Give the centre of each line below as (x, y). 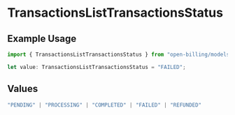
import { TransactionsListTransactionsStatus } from (86, 54)
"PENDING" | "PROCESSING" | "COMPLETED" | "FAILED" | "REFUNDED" (105, 105)
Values (23, 89)
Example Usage (42, 39)
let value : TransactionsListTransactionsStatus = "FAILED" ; (97, 67)
